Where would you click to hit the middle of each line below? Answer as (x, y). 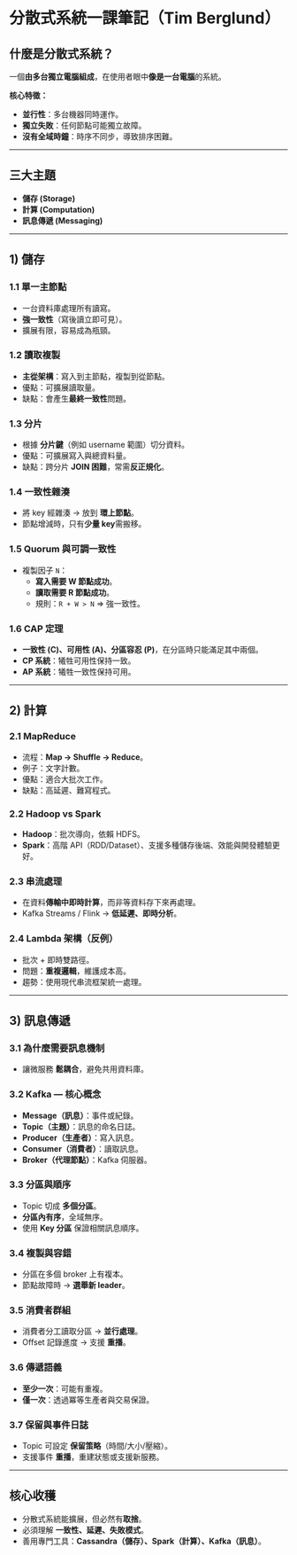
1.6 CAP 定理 (36, 629)
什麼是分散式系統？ (61, 54)
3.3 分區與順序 (40, 1184)
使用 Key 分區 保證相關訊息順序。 (83, 1228)
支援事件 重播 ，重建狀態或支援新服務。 (93, 1457)
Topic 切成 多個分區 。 (61, 1206)
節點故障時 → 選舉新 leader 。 (76, 1285)
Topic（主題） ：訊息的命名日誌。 (81, 1126)
